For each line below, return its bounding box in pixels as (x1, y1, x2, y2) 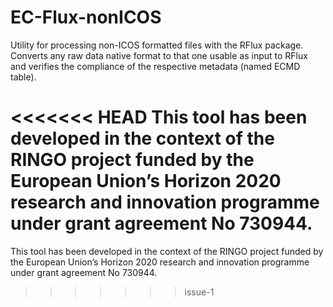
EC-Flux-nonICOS (10, 6, 162, 29)
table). (10, 71, 37, 83)
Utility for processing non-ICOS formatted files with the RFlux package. (10, 39, 304, 51)
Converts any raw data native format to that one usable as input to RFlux (10, 49, 308, 61)
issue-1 (184, 286, 215, 298)
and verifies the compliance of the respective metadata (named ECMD (10, 60, 301, 72)
